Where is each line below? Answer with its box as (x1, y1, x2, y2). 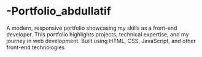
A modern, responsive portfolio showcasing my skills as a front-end (6, 24, 177, 32)
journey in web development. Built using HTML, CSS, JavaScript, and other (6, 37, 196, 44)
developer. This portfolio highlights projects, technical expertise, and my (6, 30, 189, 38)
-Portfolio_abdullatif (6, 4, 112, 18)
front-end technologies (6, 44, 65, 51)
